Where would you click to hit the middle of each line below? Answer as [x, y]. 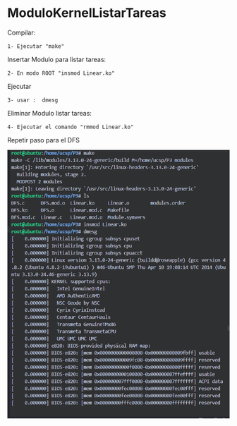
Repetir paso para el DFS [43, 140]
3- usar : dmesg [33, 100]
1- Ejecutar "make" [36, 46]
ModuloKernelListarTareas [87, 13]
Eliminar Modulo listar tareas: [49, 113]
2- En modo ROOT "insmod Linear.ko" [61, 73]
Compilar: [22, 32]
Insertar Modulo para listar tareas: [57, 59]
